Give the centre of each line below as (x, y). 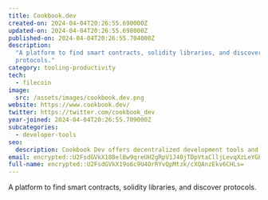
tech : (17, 75)
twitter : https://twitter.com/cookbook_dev (82, 113)
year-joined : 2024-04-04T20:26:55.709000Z (80, 120)
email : (19, 157)
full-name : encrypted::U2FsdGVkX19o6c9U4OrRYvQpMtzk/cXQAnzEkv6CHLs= (126, 165)
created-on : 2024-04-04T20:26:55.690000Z (78, 23)
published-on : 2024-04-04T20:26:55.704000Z (82, 38)
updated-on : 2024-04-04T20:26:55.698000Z (78, 30)
